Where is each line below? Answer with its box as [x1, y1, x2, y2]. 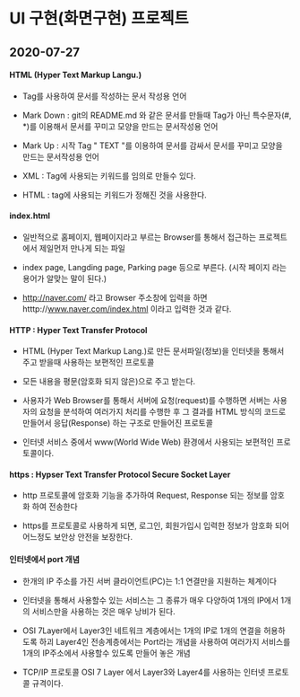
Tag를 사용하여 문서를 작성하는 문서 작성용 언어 [21, 91, 187, 101]
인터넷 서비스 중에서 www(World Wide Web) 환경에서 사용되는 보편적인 [21, 437, 275, 447]
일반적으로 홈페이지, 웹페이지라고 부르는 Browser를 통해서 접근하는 [21, 231, 257, 243]
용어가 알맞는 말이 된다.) [21, 273, 107, 284]
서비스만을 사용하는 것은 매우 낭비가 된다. [31, 605, 176, 616]
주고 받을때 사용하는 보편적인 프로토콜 [21, 357, 155, 368]
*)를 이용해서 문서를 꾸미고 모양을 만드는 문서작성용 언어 [21, 120, 219, 131]
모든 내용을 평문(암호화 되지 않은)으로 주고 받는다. [21, 376, 196, 387]
